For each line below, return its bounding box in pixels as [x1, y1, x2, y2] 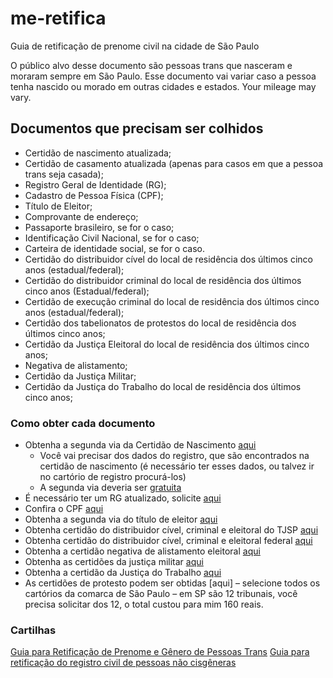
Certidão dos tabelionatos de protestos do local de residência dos [24, 317, 297, 329]
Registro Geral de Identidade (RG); [24, 178, 167, 191]
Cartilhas [10, 623, 57, 637]
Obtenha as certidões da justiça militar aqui [24, 556, 204, 568]
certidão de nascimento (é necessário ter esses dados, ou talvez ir [39, 460, 315, 472]
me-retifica [10, 7, 107, 30]
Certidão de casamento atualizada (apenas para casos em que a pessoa [24, 157, 324, 169]
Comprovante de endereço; [24, 210, 139, 222]
